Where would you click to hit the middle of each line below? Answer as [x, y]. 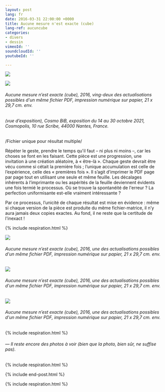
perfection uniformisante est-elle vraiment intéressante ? [63, 193]
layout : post [19, 10]
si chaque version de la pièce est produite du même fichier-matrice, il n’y [80, 208]
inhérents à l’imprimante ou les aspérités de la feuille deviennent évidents [80, 183]
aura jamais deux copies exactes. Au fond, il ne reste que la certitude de [79, 213]
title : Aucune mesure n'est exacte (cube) [50, 24]
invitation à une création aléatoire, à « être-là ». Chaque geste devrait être [81, 161]
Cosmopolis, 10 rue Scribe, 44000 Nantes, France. [57, 126]
